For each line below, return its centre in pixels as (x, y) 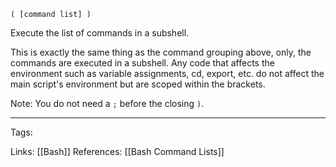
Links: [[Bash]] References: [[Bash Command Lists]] (117, 151)
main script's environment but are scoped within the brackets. (138, 84)
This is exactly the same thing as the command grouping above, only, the (161, 52)
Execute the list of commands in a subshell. (100, 33)
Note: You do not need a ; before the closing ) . (107, 103)
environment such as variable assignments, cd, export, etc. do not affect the (167, 73)
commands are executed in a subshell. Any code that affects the (142, 63)
